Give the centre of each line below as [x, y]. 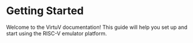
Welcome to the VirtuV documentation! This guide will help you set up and [97, 27]
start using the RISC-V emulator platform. [57, 33]
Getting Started [45, 11]
